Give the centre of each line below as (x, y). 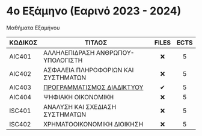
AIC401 (20, 57)
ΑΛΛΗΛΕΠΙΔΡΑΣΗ (69, 52)
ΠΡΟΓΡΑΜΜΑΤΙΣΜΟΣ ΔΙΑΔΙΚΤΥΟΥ (93, 87)
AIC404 (20, 97)
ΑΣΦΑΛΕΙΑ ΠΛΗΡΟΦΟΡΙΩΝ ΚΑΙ (88, 70)
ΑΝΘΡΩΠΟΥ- (115, 52)
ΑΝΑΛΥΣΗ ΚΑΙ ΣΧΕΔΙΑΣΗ (80, 107)
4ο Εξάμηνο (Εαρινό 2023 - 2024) (94, 11)
